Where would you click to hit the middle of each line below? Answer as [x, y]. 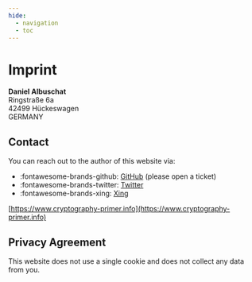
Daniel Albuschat [37, 91]
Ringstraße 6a [31, 100]
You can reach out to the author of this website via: [92, 161]
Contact [29, 142]
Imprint [33, 70]
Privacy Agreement [57, 242]
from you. [24, 269]
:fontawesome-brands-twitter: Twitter [81, 185]
